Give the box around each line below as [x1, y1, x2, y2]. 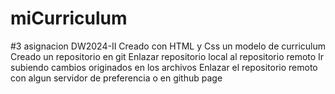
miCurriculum [10, 7, 128, 30]
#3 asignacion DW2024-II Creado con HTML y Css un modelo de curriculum [10, 40, 326, 52]
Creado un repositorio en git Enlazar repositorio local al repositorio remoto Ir [10, 50, 325, 62]
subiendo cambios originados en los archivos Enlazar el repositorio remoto [10, 61, 318, 73]
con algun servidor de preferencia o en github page [10, 72, 223, 84]
